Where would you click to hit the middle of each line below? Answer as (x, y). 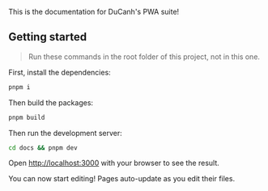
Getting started (48, 37)
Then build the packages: (51, 102)
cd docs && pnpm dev (43, 148)
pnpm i (19, 87)
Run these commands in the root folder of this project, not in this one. (144, 57)
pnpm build (27, 117)
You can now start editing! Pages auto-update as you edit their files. (122, 179)
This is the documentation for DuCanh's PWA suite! (94, 12)
